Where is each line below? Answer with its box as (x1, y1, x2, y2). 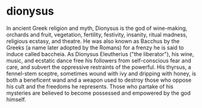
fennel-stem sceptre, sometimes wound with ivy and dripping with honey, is (6, 70, 197, 77)
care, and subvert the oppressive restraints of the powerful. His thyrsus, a (6, 63, 192, 71)
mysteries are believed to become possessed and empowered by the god (6, 89, 190, 96)
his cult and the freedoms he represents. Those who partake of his (6, 82, 173, 90)
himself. (6, 96, 26, 103)
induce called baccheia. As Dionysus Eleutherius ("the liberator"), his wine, (6, 50, 195, 57)
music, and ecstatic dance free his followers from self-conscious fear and (6, 57, 192, 64)
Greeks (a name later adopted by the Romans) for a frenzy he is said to (6, 44, 184, 51)
